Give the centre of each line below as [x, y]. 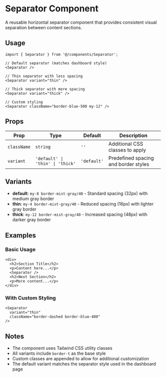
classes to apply [127, 150]
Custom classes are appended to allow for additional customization [81, 359]
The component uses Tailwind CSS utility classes [62, 348]
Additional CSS [126, 144]
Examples [21, 235]
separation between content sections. [44, 27]
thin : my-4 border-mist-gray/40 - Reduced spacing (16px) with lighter [83, 204]
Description [133, 135]
